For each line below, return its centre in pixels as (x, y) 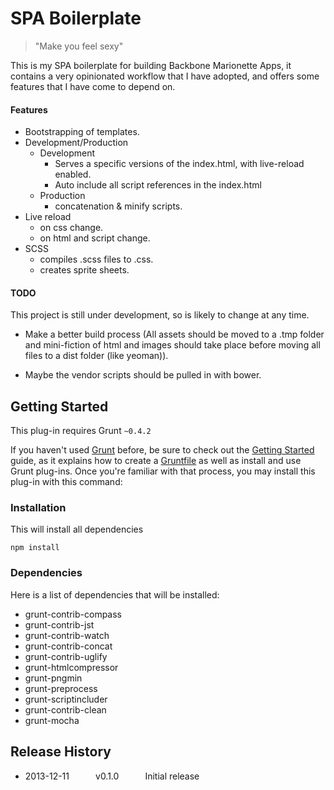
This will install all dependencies (77, 529)
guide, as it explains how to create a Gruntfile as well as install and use (156, 461)
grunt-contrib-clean (65, 709)
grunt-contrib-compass (73, 614)
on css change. (71, 228)
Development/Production (76, 143)
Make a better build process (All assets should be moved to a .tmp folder (174, 334)
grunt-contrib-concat (68, 646)
